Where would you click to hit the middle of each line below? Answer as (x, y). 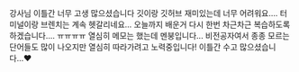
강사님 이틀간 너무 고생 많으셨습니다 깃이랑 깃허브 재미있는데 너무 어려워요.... (144, 13)
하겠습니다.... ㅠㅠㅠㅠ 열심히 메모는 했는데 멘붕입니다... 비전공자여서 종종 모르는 (149, 36)
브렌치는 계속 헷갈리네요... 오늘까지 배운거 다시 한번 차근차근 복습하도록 (165, 24)
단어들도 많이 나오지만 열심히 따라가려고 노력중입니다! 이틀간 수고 (124, 47)
